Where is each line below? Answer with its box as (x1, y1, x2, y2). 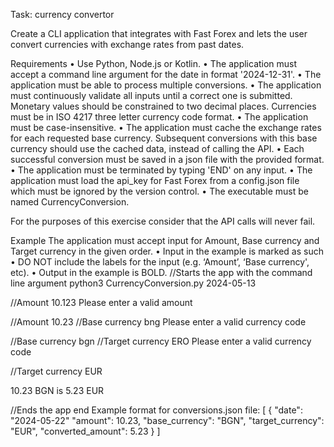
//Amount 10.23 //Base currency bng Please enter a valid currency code (10, 316, 307, 328)
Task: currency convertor (10, 9, 115, 20)
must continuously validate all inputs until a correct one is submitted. (10, 90, 293, 101)
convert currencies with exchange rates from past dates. (10, 39, 245, 50)
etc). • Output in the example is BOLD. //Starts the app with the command (10, 267, 313, 278)
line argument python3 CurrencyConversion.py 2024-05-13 (10, 277, 257, 289)
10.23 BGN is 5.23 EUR (10, 385, 105, 396)
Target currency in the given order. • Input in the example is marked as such (10, 245, 324, 257)
